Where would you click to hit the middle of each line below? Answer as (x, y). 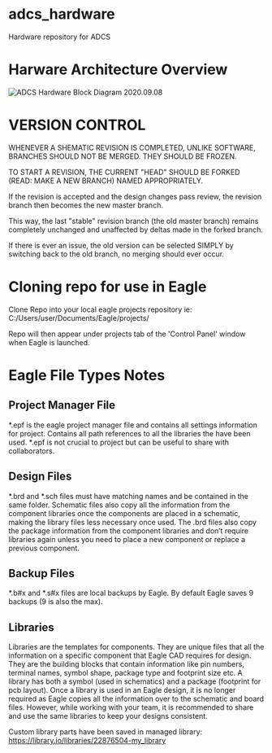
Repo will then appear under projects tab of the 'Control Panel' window (127, 334)
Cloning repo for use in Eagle (108, 287)
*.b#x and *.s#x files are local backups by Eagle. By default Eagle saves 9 (131, 593)
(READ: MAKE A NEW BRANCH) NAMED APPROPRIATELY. (106, 181)
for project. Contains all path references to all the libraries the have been (130, 433)
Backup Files (41, 574)
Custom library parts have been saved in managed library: (106, 732)
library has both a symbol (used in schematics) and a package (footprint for (135, 681)
